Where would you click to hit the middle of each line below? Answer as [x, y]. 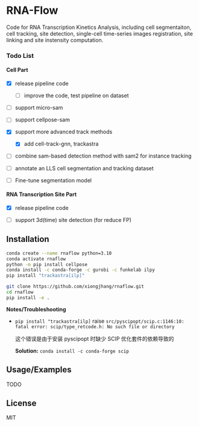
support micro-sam [39, 108]
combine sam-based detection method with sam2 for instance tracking [103, 156]
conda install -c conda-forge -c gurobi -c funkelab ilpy [81, 270]
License [21, 403]
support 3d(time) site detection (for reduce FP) [73, 220]
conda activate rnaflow [36, 259]
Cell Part [17, 70]
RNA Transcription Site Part [42, 194]
